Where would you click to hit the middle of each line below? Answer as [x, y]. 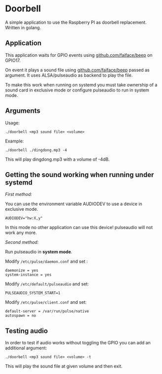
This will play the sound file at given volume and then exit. [64, 366]
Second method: [22, 242]
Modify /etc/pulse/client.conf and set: [46, 302]
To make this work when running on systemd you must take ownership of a [81, 85]
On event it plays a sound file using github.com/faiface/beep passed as [77, 70]
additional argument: [26, 348]
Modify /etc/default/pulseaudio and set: [47, 284]
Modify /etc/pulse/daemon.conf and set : [47, 261]
